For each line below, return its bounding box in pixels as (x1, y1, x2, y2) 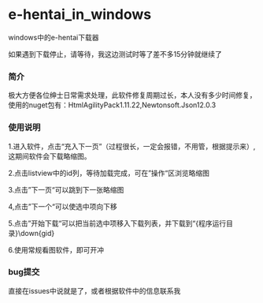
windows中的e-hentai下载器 (8, 32, 99, 42)
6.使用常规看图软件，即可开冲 (8, 245, 105, 254)
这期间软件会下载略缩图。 (8, 151, 91, 161)
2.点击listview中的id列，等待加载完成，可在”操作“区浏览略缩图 (8, 168, 210, 178)
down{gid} (20, 228, 55, 238)
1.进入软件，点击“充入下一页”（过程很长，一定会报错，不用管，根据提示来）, (8, 141, 256, 151)
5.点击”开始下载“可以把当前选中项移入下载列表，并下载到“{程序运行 (8, 219, 227, 228)
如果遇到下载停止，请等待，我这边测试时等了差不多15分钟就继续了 (8, 49, 222, 58)
